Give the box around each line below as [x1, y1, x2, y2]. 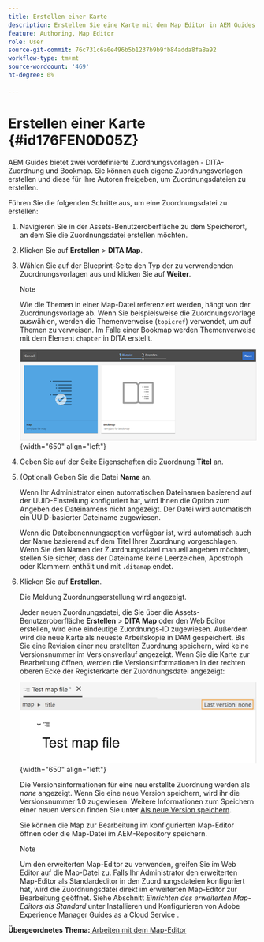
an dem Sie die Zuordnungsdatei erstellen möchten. [19, 230, 188, 239]
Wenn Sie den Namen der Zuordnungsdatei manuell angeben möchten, [19, 544, 251, 554]
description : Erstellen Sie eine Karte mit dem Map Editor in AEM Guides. [8, 21, 259, 29]
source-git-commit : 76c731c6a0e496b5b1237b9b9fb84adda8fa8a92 [8, 46, 217, 55]
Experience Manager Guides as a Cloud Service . [19, 910, 180, 920]
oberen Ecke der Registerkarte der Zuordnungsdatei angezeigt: [19, 666, 225, 676]
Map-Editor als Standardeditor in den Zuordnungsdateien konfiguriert [19, 876, 246, 886]
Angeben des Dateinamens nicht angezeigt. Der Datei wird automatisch [19, 504, 252, 514]
